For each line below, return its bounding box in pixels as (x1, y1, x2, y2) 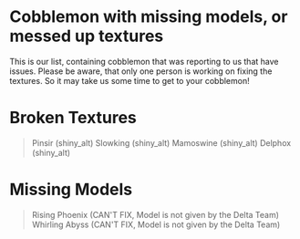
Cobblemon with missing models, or (9, 6, 288, 27)
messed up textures (9, 26, 164, 47)
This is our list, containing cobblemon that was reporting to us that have (9, 56, 279, 67)
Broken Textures (9, 108, 137, 129)
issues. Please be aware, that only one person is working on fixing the (9, 66, 273, 77)
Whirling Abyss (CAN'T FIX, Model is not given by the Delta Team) (31, 219, 281, 230)
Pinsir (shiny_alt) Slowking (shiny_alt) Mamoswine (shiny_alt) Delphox (31, 137, 292, 148)
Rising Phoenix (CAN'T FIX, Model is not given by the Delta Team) (31, 209, 280, 220)
